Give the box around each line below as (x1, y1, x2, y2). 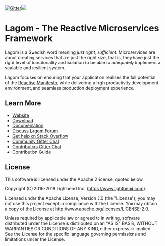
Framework (5, 33, 53, 44)
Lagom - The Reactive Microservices (5, 23, 159, 34)
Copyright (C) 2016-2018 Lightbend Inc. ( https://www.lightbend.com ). (5, 185, 147, 191)
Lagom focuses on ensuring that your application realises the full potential (5, 74, 156, 80)
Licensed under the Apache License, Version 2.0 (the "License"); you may (5, 195, 156, 201)
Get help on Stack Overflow (12, 133, 69, 139)
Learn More (5, 99, 41, 108)
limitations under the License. (5, 236, 65, 242)
